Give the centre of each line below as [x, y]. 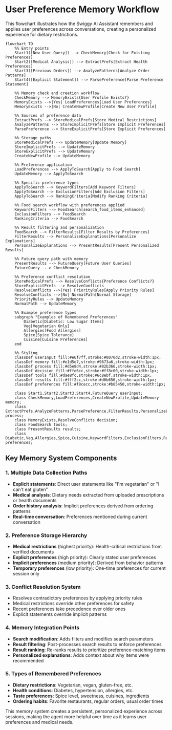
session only [26, 573]
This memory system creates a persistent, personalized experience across [84, 711]
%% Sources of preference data [48, 115]
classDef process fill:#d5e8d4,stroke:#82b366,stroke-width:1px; [86, 366]
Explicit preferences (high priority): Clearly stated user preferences [84, 557]
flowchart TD [19, 44]
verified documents [33, 552]
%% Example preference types [46, 313]
